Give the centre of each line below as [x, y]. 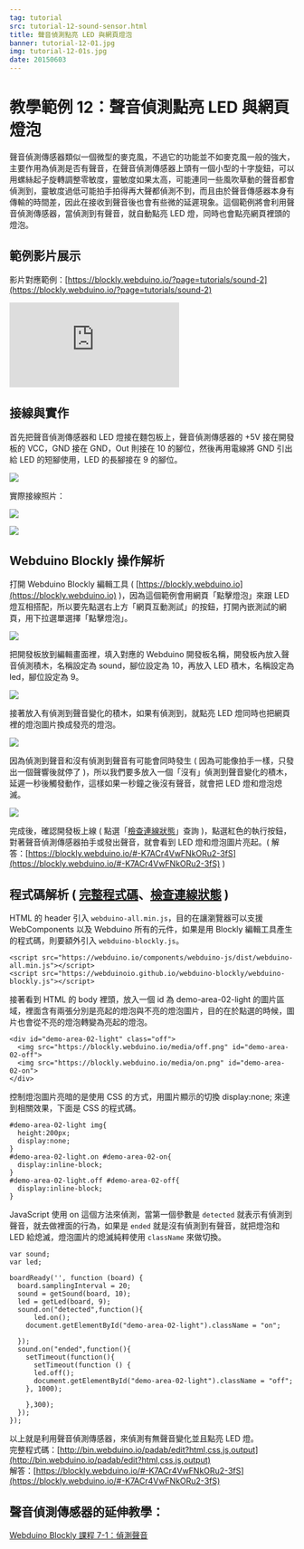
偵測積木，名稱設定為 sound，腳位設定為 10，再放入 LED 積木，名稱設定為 [156, 665]
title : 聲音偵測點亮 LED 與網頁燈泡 [71, 34]
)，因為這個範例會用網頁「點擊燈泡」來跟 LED [204, 596]
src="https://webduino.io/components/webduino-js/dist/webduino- [168, 958]
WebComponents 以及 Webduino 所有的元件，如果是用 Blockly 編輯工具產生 [151, 930]
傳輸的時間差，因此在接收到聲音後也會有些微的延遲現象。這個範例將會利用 [148, 202]
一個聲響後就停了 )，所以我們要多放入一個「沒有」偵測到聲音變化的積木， [154, 772]
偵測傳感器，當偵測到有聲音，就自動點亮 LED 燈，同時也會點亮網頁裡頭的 [154, 213]
